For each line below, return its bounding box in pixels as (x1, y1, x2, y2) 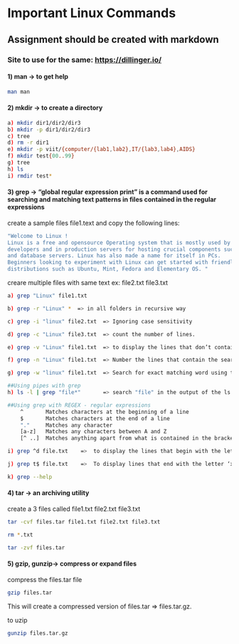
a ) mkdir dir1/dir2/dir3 (7, 119, 81, 126)
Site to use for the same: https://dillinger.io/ (7, 55, 162, 65)
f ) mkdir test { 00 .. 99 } (7, 152, 75, 160)
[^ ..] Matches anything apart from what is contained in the (20, 435, 212, 442)
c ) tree (7, 133, 31, 140)
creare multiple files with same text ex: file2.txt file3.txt (7, 279, 169, 287)
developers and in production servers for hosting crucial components (7, 246, 221, 253)
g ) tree (7, 159, 31, 167)
